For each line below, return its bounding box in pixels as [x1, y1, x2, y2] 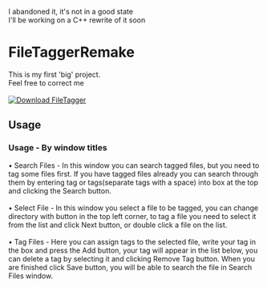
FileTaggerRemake [8, 43, 135, 62]
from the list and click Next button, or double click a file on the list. [8, 220, 228, 229]
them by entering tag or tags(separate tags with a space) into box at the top [8, 177, 259, 187]
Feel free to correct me [8, 78, 84, 87]
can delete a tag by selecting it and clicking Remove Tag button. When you [8, 253, 255, 263]
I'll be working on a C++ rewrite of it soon [8, 15, 146, 25]
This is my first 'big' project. [8, 70, 101, 79]
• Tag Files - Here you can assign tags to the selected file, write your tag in [8, 237, 257, 246]
